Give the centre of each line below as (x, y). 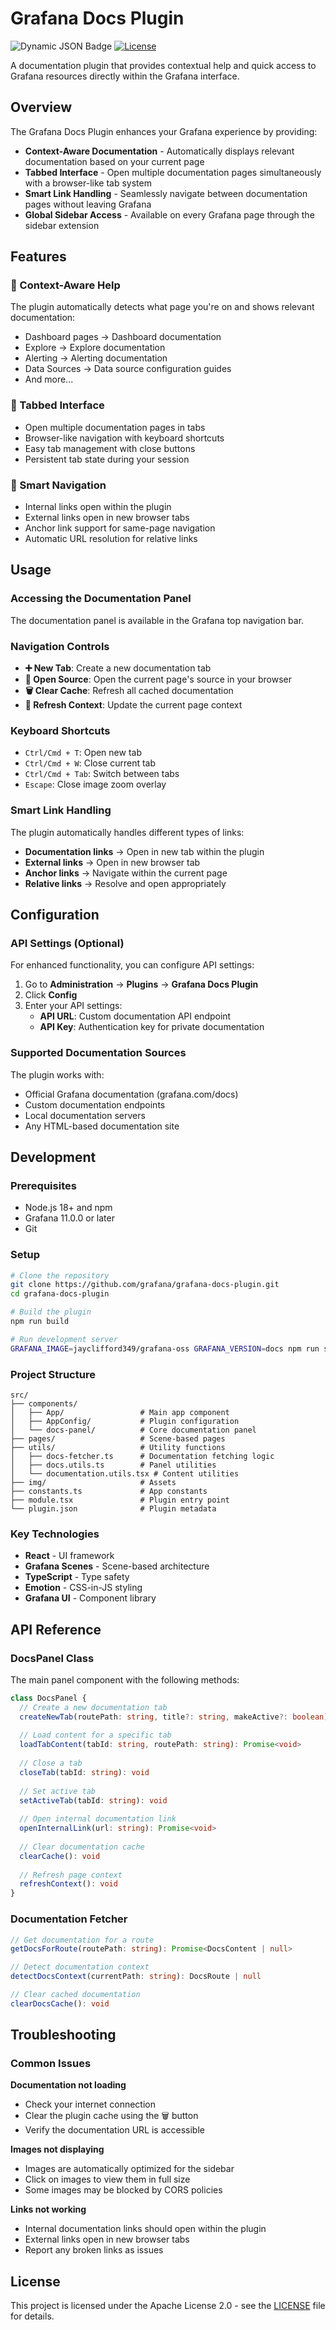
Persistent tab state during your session (107, 459)
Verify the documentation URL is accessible (114, 2130)
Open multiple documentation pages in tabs (115, 427)
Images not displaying (57, 2149)
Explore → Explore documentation (95, 348)
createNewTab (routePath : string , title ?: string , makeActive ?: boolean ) (174, 1717)
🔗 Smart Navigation (58, 485)
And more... (49, 379)
